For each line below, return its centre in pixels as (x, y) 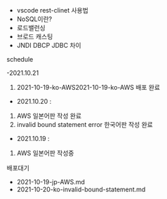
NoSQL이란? (34, 19)
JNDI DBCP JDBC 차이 (49, 45)
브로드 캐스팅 (35, 36)
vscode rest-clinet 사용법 (52, 10)
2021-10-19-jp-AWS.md (51, 182)
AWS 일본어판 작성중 (45, 153)
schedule (20, 59)
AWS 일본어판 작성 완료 (49, 116)
